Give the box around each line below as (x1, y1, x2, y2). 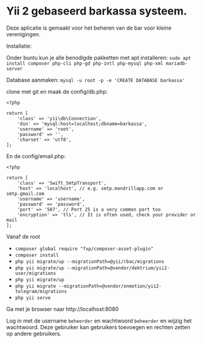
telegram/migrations (15, 288, 67, 294)
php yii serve (15, 295, 51, 301)
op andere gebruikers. (6, 330, 62, 337)
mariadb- (166, 60, 188, 66)
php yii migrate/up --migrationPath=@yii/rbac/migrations (15, 258, 165, 264)
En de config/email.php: (6, 152, 66, 159)
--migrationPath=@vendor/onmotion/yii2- (58, 283, 162, 289)
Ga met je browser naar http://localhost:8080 (6, 305, 119, 312)
